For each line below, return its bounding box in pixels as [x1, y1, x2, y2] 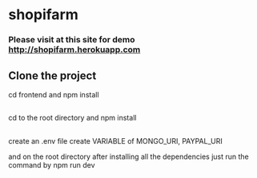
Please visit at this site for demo [8, 34, 135, 45]
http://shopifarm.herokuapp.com [8, 44, 141, 55]
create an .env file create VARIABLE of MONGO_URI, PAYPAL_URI [8, 136, 223, 145]
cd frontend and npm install [8, 89, 99, 99]
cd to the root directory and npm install [8, 113, 137, 123]
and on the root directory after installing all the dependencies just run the [8, 152, 250, 161]
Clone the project [8, 69, 97, 82]
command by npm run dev [8, 160, 95, 169]
